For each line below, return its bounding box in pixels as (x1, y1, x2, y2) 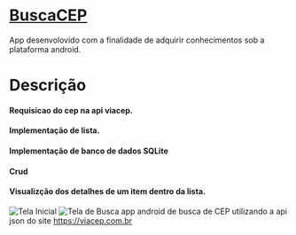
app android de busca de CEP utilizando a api (121, 206, 288, 216)
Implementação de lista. (9, 125, 100, 136)
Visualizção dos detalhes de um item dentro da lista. (9, 186, 206, 197)
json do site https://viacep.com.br (9, 215, 133, 226)
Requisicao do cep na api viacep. (9, 105, 133, 115)
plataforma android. (9, 43, 82, 54)
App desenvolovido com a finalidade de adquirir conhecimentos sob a (9, 35, 265, 45)
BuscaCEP (9, 5, 88, 26)
